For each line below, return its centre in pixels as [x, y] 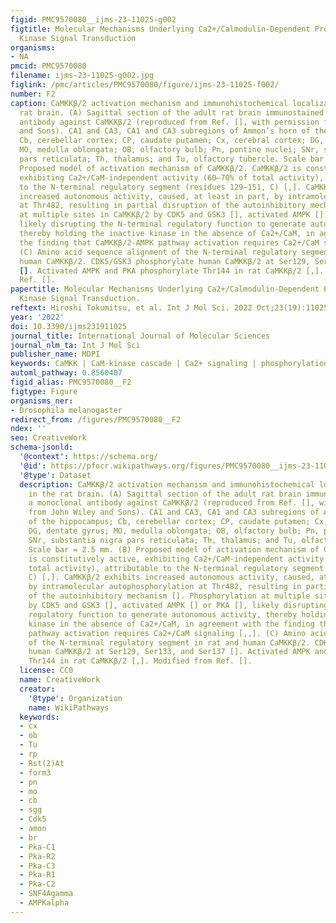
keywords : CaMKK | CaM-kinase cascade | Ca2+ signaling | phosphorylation [169, 364]
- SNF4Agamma [46, 894]
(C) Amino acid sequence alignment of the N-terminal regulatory [158, 252]
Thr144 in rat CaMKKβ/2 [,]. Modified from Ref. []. [140, 661]
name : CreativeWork [60, 680]
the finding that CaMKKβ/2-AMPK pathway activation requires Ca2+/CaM [169, 242]
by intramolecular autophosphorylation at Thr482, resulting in [165, 587]
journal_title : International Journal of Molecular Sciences [140, 336]
